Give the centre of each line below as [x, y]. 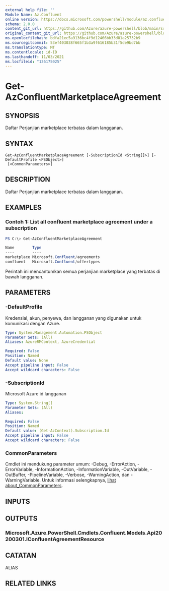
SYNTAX [19, 143]
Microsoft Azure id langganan [36, 393]
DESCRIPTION [28, 180]
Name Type [23, 248]
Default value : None [27, 361]
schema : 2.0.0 [20, 24]
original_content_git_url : [33, 33]
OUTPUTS [21, 518]
